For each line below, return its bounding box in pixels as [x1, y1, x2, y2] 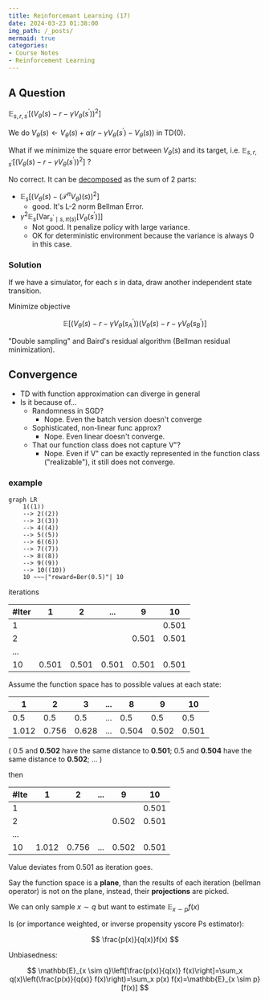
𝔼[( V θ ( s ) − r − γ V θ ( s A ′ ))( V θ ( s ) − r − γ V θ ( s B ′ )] [63, 317, 207, 330]
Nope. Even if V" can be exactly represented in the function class [43, 449, 260, 459]
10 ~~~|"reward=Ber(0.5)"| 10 [22, 573, 124, 581]
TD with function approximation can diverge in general [19, 389, 201, 398]
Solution [8, 259, 43, 270]
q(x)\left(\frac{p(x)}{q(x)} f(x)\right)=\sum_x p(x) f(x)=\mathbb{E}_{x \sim [9, 974, 251, 984]
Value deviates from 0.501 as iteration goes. [8, 862, 153, 871]
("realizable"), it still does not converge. [43, 457, 175, 467]
